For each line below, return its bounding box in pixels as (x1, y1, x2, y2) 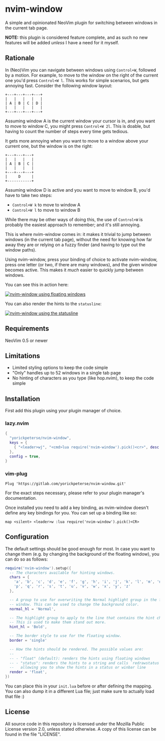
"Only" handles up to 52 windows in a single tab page (12, 370, 121, 376)
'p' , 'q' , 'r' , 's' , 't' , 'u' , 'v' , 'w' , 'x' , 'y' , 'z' (14, 584, 131, 589)
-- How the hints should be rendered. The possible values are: (9, 647, 144, 652)
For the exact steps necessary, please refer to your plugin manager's (5, 490, 145, 496)
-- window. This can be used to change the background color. (9, 602, 139, 607)
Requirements (5, 324, 49, 333)
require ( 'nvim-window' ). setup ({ (5, 566, 71, 570)
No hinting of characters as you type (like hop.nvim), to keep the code (12, 375, 154, 381)
